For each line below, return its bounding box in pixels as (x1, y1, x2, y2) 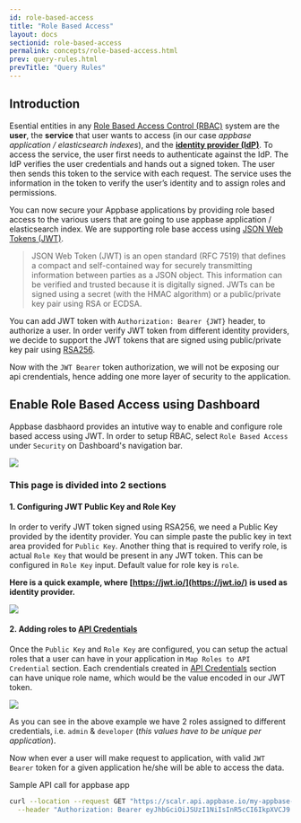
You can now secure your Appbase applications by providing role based (9, 204, 275, 215)
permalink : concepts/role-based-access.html (9, 47, 178, 56)
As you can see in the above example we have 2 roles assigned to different (9, 715, 287, 727)
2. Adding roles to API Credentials (9, 624, 138, 635)
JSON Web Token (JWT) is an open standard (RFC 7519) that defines (30, 250, 287, 261)
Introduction (9, 96, 81, 112)
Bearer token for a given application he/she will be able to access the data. (9, 762, 285, 773)
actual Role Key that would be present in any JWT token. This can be (9, 549, 263, 561)
